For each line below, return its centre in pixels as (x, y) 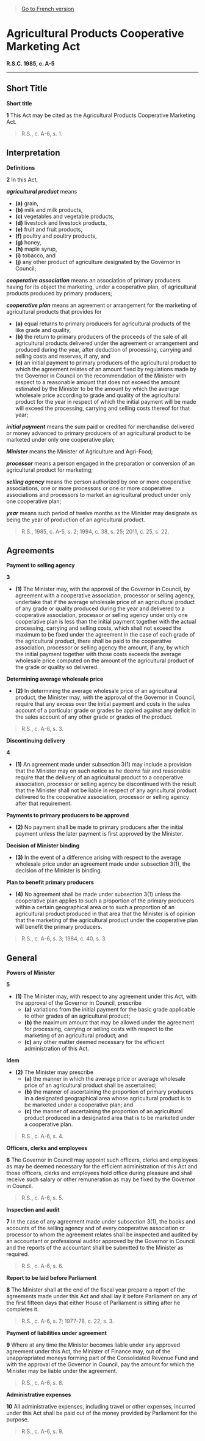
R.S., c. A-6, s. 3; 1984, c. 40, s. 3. (64, 939)
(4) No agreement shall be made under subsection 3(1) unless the (98, 894)
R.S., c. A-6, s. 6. (42, 1266)
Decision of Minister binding (43, 845)
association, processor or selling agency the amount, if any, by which (102, 648)
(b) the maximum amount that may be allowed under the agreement (109, 1023)
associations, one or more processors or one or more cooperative (89, 488)
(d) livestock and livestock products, (61, 222)
